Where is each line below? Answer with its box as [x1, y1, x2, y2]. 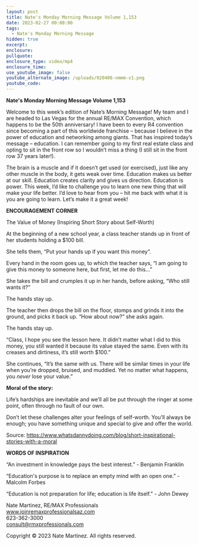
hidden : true [6, 36, 39, 42]
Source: [6, 431, 26, 439]
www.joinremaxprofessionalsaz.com [6, 508, 95, 515]
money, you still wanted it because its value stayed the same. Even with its [6, 342, 188, 349]
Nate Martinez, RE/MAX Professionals [6, 502, 99, 509]
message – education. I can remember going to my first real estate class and [6, 140, 194, 147]
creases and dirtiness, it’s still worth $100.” [6, 349, 111, 355]
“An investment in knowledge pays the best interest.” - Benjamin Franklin [6, 461, 184, 468]
